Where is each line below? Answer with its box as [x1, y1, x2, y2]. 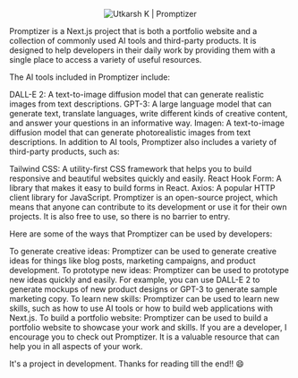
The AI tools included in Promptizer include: [9, 72, 171, 82]
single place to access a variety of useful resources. [9, 55, 202, 64]
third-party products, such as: [9, 146, 120, 157]
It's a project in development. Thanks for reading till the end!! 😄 [9, 358, 244, 369]
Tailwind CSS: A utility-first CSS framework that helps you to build [9, 164, 252, 174]
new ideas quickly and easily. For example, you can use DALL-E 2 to [9, 274, 260, 285]
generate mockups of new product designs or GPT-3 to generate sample [9, 284, 277, 295]
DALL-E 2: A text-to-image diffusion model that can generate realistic [9, 90, 265, 99]
